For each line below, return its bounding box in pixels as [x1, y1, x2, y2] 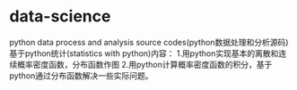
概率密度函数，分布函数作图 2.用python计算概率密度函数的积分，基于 [16, 59, 273, 70]
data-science [9, 6, 111, 27]
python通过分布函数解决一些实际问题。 [9, 70, 153, 81]
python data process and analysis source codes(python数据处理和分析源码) [9, 37, 289, 47]
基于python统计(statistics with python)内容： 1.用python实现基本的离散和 [9, 47, 279, 59]
